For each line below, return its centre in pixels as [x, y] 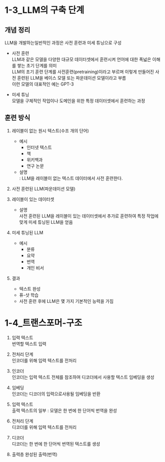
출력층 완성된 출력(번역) [35, 454]
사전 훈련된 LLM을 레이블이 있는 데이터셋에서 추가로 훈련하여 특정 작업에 [89, 216]
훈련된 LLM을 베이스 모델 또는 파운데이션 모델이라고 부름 [72, 78]
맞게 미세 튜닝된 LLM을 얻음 [46, 222]
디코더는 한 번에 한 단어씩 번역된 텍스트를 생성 [56, 444]
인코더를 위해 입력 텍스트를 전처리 [44, 360]
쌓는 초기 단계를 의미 [37, 65]
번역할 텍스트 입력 [29, 343]
